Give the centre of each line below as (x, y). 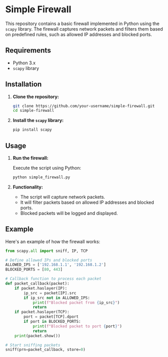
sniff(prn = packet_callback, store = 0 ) (45, 350)
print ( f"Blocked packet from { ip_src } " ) (76, 302)
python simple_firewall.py (41, 177)
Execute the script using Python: (47, 168)
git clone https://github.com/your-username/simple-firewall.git (83, 106)
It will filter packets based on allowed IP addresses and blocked (87, 202)
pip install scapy (32, 130)
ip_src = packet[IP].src (50, 293)
